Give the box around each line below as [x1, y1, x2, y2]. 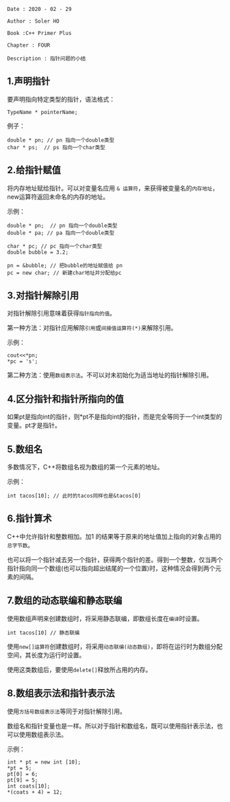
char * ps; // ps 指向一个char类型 [7, 144, 105, 151]
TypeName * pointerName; [7, 109, 78, 115]
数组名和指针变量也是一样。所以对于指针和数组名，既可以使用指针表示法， [7, 722, 217, 730]
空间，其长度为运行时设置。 [7, 651, 86, 659]
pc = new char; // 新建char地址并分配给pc [7, 269, 122, 276]
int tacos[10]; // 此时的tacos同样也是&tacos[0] [7, 493, 142, 500]
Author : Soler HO [7, 18, 60, 25]
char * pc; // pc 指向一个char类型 [7, 243, 103, 249]
